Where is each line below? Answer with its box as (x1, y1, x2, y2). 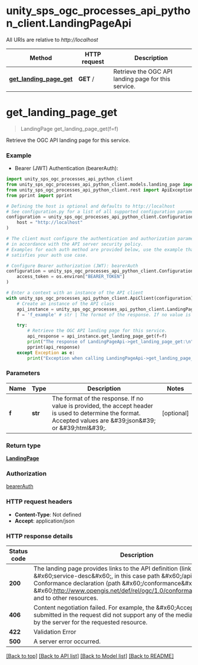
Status (9, 547, 28, 555)
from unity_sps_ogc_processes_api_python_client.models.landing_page (6, 181, 181, 188)
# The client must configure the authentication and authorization (6, 236, 176, 242)
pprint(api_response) (27, 344, 81, 350)
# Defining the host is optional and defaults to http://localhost (6, 203, 176, 209)
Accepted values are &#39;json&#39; (52, 416, 156, 425)
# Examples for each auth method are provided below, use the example (6, 246, 183, 253)
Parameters (6, 369, 40, 378)
